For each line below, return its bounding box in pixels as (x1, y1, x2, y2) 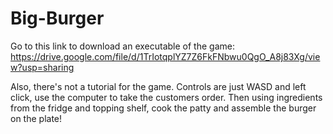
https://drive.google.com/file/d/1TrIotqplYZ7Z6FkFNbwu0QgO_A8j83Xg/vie (10, 50, 321, 62)
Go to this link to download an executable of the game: (10, 40, 235, 52)
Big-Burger (10, 7, 105, 30)
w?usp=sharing (10, 61, 75, 73)
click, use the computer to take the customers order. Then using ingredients (10, 91, 323, 103)
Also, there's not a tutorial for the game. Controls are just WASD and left (10, 80, 307, 92)
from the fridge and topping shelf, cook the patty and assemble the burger (10, 102, 317, 114)
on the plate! (10, 112, 63, 124)
